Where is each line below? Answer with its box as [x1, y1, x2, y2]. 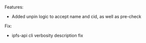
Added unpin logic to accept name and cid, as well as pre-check [11, 14, 142, 19]
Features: [4, 4, 24, 10]
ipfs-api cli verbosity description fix [11, 33, 83, 38]
